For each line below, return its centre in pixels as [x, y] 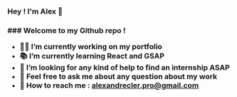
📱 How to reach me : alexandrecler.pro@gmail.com [109, 86]
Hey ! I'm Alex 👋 [35, 11]
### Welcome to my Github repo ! [67, 30]
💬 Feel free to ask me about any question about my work [118, 76]
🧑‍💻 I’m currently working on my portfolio [91, 47]
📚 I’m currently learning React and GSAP [92, 56]
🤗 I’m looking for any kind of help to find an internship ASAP [125, 68]
